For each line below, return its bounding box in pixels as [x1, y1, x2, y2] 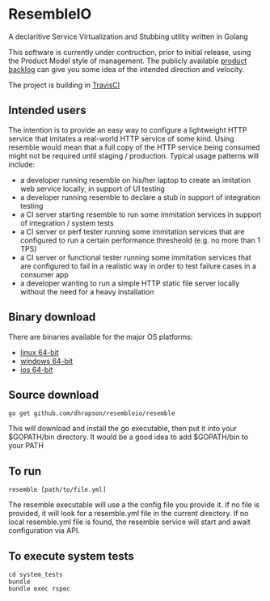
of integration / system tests [19, 218, 115, 227]
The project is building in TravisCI [8, 80, 120, 90]
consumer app [19, 269, 69, 279]
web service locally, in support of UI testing [19, 184, 166, 193]
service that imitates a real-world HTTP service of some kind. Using [8, 133, 234, 143]
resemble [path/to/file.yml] [8, 486, 107, 494]
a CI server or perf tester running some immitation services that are [19, 226, 245, 236]
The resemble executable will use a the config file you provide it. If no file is [8, 500, 260, 510]
